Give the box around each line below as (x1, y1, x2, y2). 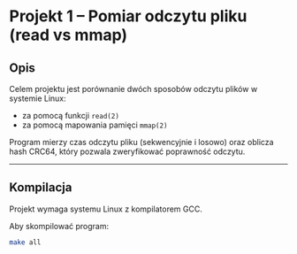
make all (9, 237, 42, 247)
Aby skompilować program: (9, 220, 109, 231)
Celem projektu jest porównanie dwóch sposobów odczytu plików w (9, 84, 258, 94)
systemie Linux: (9, 93, 66, 104)
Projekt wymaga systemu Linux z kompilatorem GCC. (9, 204, 203, 214)
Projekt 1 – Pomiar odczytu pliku (9, 6, 247, 27)
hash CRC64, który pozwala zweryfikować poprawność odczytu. (9, 146, 246, 157)
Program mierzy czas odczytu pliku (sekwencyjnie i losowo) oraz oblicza (9, 137, 274, 147)
